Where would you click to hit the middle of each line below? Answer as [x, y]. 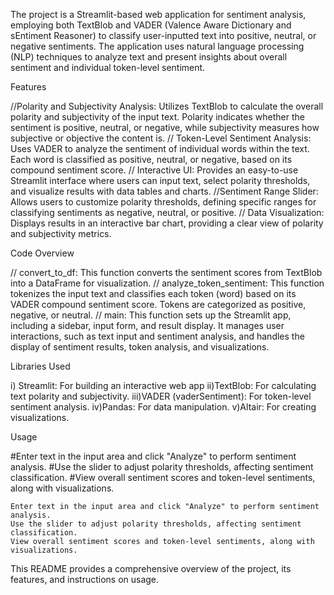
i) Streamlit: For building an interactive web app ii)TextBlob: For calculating [163, 385]
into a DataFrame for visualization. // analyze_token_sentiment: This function [167, 283]
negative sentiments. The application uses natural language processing [157, 46]
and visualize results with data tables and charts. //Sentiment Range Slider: [164, 191]
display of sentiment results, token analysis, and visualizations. [140, 347]
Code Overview [42, 253]
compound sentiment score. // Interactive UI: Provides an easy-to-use [154, 170]
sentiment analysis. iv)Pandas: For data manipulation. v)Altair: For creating [163, 407]
